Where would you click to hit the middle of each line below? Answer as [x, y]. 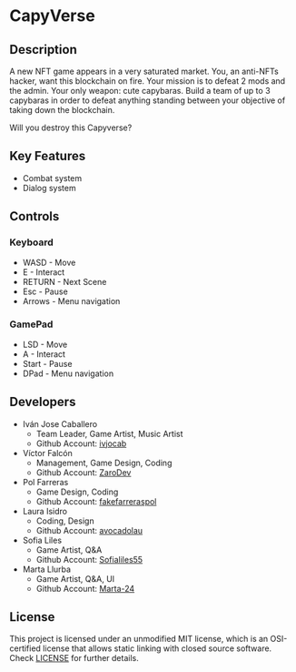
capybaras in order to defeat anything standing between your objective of [148, 100]
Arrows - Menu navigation [71, 300]
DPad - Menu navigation [68, 373]
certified [25, 648]
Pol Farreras [45, 482]
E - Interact [44, 272]
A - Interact [44, 354]
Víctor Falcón [47, 453]
